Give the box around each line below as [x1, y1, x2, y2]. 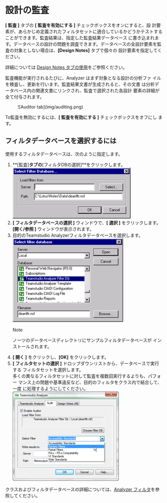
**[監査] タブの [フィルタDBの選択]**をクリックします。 [12, 161, 125, 167]
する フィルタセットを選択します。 [12, 366, 84, 372]
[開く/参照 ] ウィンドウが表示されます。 [12, 226, 94, 232]
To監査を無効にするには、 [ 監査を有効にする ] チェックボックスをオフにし [5, 114, 157, 120]
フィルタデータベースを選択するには [5, 137, 116, 145]
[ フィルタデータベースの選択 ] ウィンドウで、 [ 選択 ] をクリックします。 [12, 220, 161, 226]
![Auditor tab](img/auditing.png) [17, 104, 83, 110]
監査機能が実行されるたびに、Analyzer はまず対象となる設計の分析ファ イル [5, 75, 161, 81]
